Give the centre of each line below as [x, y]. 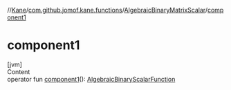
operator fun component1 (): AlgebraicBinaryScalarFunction [91, 79]
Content [19, 71]
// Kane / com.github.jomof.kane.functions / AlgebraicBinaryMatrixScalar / [108, 10]
